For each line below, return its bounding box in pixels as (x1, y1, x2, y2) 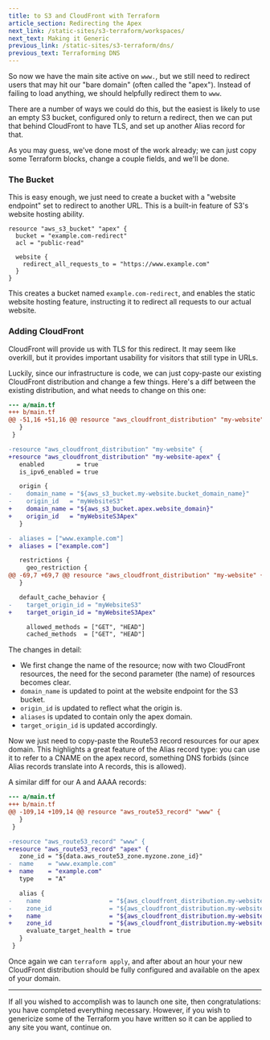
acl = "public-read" (15, 239, 84, 247)
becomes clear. (19, 677, 72, 687)
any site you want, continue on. (8, 1022, 112, 1032)
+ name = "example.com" (8, 868, 103, 876)
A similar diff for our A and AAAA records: (8, 777, 147, 787)
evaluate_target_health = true (26, 927, 131, 935)
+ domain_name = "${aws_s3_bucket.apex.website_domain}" (8, 505, 215, 513)
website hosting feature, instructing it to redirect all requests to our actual (8, 297, 252, 307)
